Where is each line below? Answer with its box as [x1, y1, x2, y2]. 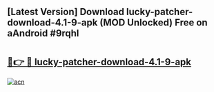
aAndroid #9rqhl [7, 27, 79, 39]
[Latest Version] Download [7, 6, 125, 18]
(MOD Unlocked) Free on [99, 17, 208, 29]
